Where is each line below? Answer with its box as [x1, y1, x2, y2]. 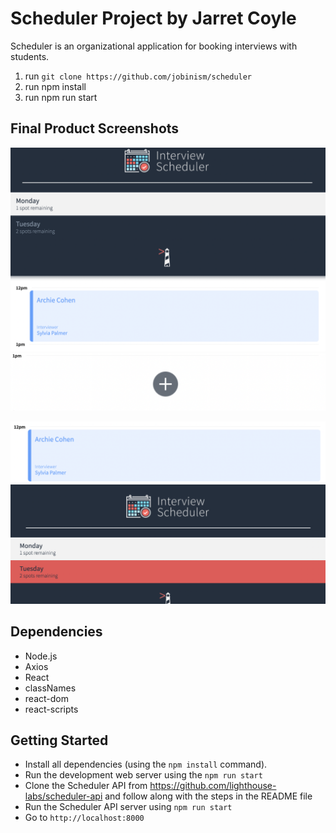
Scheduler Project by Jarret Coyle [10, 7, 297, 30]
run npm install [24, 80, 87, 92]
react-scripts [24, 703, 79, 715]
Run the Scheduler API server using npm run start [24, 801, 233, 813]
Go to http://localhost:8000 [24, 812, 145, 824]
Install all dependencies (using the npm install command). [24, 758, 268, 771]
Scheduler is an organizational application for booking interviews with [10, 40, 298, 52]
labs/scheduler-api [24, 790, 103, 802]
